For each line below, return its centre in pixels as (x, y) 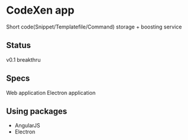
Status (19, 45)
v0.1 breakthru (23, 59)
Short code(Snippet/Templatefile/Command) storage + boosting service (94, 27)
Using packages (37, 111)
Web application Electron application (51, 93)
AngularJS (27, 126)
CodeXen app (40, 10)
